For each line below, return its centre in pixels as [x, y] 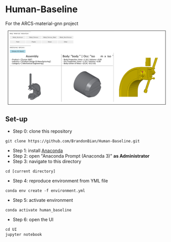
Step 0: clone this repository [42, 131]
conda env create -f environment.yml [45, 191]
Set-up [17, 119]
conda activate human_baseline [38, 210]
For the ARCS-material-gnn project [42, 23]
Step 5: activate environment [43, 200]
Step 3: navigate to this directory [47, 162]
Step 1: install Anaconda [38, 150]
